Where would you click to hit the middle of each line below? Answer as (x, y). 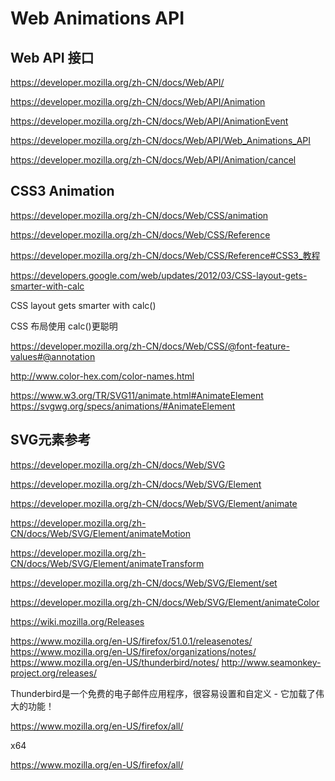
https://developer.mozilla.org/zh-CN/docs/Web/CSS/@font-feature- (150, 346)
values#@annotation (53, 356)
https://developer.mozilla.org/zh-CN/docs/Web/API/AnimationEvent (149, 121)
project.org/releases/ (53, 673)
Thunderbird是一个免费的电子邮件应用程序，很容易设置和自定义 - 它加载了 (163, 693)
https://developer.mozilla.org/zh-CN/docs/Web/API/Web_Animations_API (161, 140)
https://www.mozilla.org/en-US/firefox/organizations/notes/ (133, 651)
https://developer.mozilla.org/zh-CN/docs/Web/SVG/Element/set (144, 583)
